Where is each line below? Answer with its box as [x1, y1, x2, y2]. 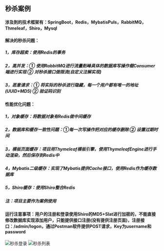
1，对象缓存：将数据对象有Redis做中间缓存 [5, 113, 91, 119]
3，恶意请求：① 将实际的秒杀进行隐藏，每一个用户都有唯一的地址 [5, 82, 139, 88]
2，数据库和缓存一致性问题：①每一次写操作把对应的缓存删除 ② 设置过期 [5, 126, 154, 133]
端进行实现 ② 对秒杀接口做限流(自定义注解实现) [5, 69, 102, 75]
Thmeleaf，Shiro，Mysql [5, 25, 57, 31]
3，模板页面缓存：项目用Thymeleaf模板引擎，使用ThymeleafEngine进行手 [5, 146, 157, 152]
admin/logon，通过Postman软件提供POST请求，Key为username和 [15, 224, 152, 230]
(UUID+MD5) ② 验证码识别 [5, 88, 61, 94]
